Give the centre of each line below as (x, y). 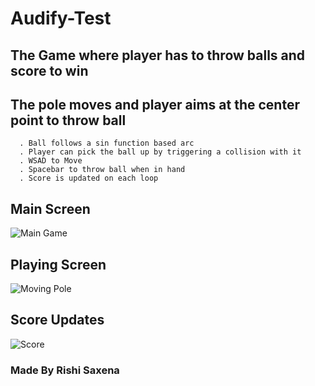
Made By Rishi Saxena (65, 370)
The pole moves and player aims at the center (155, 104)
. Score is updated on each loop (89, 178)
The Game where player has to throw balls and (158, 55)
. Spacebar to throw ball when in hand (102, 170)
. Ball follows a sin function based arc (107, 143)
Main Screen (50, 208)
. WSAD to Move (51, 161)
